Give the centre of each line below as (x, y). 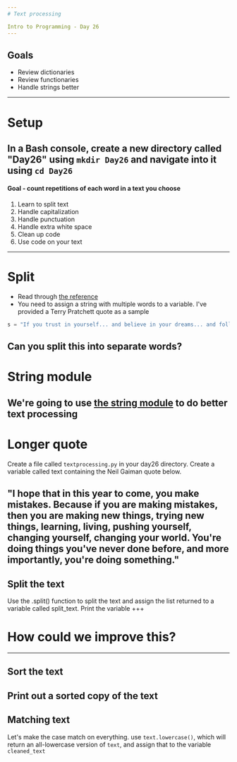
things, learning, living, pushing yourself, (99, 527)
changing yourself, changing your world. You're (115, 538)
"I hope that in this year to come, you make (103, 494)
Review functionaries (48, 80)
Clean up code (39, 235)
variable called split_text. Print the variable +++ (76, 609)
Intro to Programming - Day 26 (53, 27)
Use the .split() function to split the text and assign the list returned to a (111, 601)
